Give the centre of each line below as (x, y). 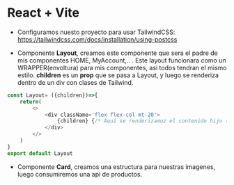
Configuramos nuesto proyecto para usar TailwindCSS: (96, 32)
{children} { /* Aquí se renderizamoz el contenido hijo (140, 121)
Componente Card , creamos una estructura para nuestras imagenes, (116, 167)
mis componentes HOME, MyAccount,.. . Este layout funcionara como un (122, 60)
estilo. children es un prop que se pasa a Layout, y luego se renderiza (118, 75)
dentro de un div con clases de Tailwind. (75, 82)
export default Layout (40, 153)
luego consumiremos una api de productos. (80, 174)
